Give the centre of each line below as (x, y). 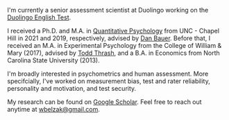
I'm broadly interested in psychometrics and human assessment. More (108, 74)
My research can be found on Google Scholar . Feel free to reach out (105, 102)
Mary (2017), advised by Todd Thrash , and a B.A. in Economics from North (113, 53)
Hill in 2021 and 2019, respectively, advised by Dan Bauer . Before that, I (109, 38)
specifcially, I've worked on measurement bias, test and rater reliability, (109, 81)
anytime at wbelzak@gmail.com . (54, 109)
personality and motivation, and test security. (72, 88)
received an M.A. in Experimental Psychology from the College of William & (114, 45)
